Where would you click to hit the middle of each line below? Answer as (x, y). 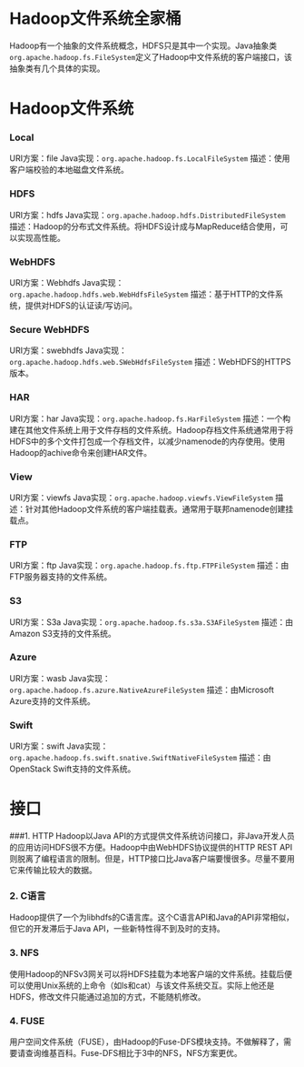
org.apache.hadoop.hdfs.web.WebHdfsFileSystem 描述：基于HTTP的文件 (142, 294)
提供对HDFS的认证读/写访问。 (81, 306)
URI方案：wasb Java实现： (60, 678)
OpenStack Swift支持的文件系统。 (73, 769)
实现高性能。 (41, 237)
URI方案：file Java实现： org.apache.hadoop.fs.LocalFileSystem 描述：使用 (150, 158)
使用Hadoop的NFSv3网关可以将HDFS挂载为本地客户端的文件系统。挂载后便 (151, 973)
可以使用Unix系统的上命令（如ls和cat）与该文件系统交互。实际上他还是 (142, 985)
